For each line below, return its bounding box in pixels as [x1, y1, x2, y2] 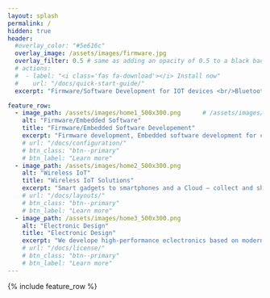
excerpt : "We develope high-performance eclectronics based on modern [22, 237, 264, 245]
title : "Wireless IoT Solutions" [22, 177, 135, 185]
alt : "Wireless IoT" [22, 169, 91, 178]
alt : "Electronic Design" [22, 221, 110, 230]
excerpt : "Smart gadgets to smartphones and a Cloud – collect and [22, 184, 253, 192]
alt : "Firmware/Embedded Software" [22, 116, 142, 125]
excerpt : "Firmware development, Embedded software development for [22, 132, 257, 140]
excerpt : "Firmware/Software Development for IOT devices [15, 86, 214, 95]
